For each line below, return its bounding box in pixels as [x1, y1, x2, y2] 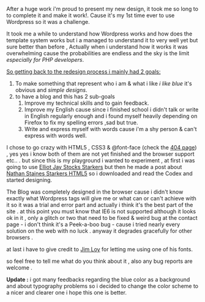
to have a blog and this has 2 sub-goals [15, 93, 115, 100]
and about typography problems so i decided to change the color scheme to [6, 282, 199, 290]
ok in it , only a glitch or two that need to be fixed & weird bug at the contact [6, 214, 198, 221]
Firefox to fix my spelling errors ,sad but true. [24, 119, 138, 126]
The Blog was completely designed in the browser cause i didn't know [6, 188, 184, 195]
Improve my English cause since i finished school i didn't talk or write [24, 106, 199, 113]
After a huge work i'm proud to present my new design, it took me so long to [6, 6, 199, 12]
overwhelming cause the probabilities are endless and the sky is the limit [6, 50, 190, 57]
